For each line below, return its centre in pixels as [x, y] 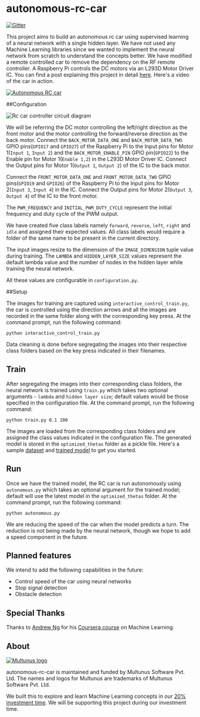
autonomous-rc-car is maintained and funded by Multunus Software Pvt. [96, 672]
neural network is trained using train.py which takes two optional [87, 390]
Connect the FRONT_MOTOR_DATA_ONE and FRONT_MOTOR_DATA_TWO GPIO [89, 177]
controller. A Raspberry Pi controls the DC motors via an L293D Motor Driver [100, 68]
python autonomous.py [33, 513]
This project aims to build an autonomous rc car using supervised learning [98, 36]
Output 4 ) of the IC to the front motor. [52, 196]
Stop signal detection [41, 588]
